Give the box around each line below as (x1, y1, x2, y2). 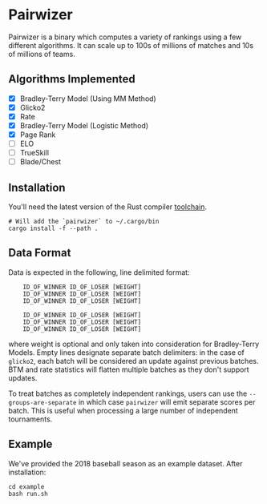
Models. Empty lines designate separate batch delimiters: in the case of (8, 347, 245, 357)
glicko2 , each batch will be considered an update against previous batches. (8, 356, 259, 365)
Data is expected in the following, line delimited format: (8, 267, 190, 277)
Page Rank (19, 130, 56, 139)
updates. (8, 373, 38, 382)
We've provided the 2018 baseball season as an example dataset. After (8, 458, 243, 468)
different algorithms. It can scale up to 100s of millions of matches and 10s (8, 40, 254, 50)
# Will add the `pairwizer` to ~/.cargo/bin (8, 218, 160, 226)
